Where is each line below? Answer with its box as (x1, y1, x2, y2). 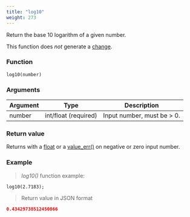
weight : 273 (6, 15, 36, 21)
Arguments (6, 85, 41, 94)
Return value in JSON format (21, 194, 93, 201)
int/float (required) (45, 111, 98, 120)
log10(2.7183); (6, 184, 45, 190)
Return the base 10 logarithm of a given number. (6, 31, 126, 38)
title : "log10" (6, 8, 45, 15)
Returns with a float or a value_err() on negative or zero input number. (6, 143, 180, 151)
